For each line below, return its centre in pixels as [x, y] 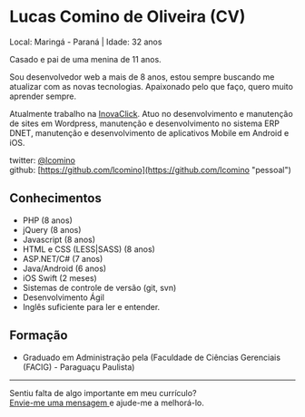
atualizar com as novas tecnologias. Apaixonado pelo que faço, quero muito [151, 86]
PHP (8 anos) [47, 220]
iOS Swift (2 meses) [59, 277]
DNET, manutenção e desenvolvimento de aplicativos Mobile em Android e [149, 132]
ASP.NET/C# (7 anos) [63, 258]
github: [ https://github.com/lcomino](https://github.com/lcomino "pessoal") [151, 170]
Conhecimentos [55, 198]
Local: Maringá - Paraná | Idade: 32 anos [86, 42]
